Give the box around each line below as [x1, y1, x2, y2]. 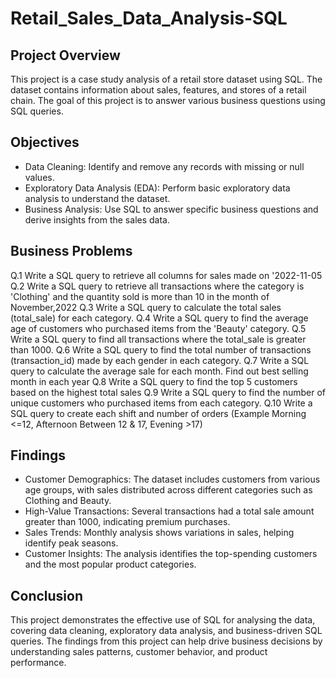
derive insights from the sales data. [24, 213, 170, 226]
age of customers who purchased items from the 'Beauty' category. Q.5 [10, 322, 307, 334]
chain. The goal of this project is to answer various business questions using [10, 95, 326, 106]
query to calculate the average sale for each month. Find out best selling [10, 365, 309, 377]
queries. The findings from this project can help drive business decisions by [10, 635, 323, 647]
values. [24, 171, 55, 183]
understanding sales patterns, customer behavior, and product [10, 646, 268, 658]
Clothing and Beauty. [24, 495, 112, 507]
